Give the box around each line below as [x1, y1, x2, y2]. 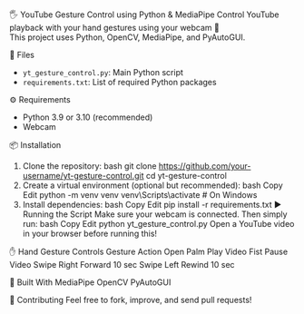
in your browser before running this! [22, 228, 157, 239]
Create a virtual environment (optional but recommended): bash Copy [22, 180, 283, 191]
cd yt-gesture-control [145, 171, 227, 181]
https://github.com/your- [158, 161, 251, 172]
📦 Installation [9, 140, 62, 150]
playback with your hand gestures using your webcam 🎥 [9, 23, 220, 33]
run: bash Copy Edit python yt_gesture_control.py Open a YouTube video [22, 219, 295, 229]
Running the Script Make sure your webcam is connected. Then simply [22, 209, 288, 220]
